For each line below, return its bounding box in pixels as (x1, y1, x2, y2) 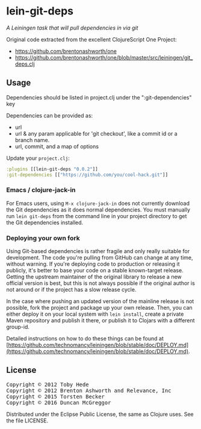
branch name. (14, 136, 50, 143)
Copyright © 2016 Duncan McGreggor (6, 399, 111, 406)
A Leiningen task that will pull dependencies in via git (6, 24, 138, 31)
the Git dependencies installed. (6, 219, 84, 226)
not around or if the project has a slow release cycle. (6, 286, 137, 293)
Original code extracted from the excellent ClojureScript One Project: (6, 36, 177, 43)
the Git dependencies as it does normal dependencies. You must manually (6, 206, 191, 213)
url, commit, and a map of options (14, 143, 99, 150)
